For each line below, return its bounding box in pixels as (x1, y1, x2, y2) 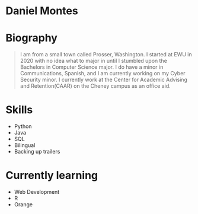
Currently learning (5, 169, 98, 182)
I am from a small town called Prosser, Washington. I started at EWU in (20, 51, 192, 58)
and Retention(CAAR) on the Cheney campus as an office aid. (20, 82, 171, 90)
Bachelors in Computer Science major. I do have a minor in (20, 63, 164, 71)
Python (14, 123, 32, 130)
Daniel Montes (5, 4, 78, 18)
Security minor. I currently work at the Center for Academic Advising (20, 76, 188, 84)
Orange (14, 201, 33, 208)
